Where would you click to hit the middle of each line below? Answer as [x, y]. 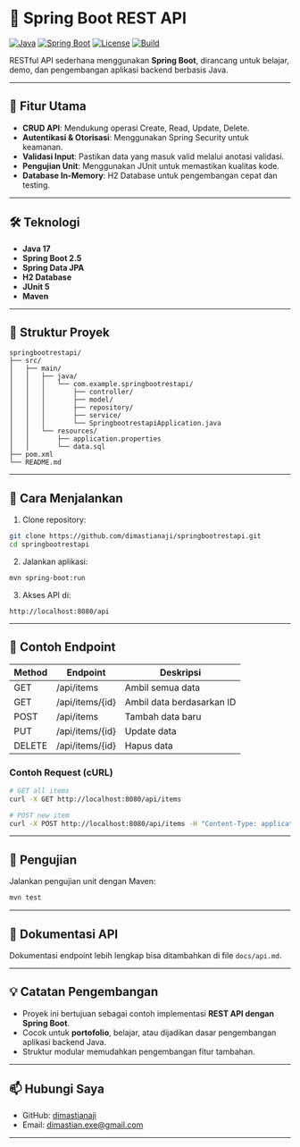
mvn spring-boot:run [48, 578]
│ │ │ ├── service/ [66, 416]
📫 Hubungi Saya [57, 1089]
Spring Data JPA [53, 267]
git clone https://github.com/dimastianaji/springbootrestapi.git [135, 536]
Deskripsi [180, 672]
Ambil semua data [162, 687]
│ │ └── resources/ [54, 431]
